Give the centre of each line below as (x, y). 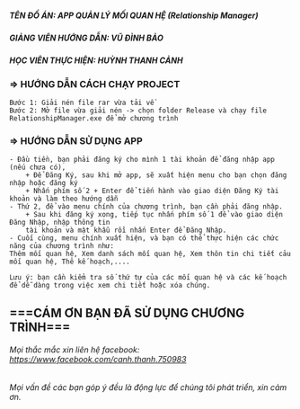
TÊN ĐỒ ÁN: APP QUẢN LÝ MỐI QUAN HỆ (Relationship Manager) (134, 15)
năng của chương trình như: (62, 246)
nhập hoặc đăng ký (44, 183)
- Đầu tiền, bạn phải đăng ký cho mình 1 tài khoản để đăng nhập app (142, 160)
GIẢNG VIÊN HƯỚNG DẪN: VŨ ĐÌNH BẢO (86, 38)
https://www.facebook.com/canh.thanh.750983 (98, 360)
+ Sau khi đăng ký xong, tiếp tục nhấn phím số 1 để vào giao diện (154, 215)
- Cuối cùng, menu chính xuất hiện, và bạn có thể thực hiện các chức (144, 238)
